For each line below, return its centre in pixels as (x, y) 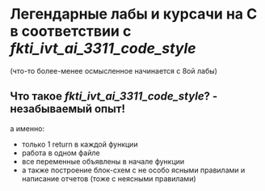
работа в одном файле (61, 153)
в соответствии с (71, 31)
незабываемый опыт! (67, 109)
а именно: (27, 128)
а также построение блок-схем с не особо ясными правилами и (133, 170)
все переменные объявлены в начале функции (103, 161)
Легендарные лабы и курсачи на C (134, 14)
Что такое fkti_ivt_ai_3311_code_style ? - (114, 97)
